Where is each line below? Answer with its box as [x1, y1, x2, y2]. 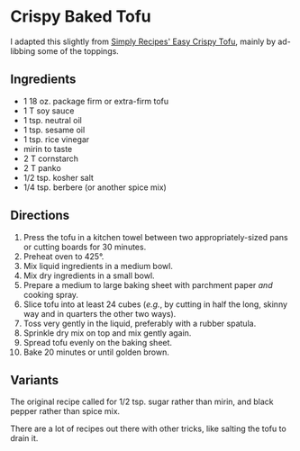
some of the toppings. [37, 45, 120, 56]
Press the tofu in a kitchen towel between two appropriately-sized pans [23, 231, 288, 242]
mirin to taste [23, 143, 73, 154]
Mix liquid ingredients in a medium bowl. [23, 260, 174, 271]
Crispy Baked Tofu [10, 6, 151, 27]
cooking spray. [23, 289, 79, 300]
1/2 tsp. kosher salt [23, 172, 94, 183]
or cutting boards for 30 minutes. [23, 241, 147, 252]
